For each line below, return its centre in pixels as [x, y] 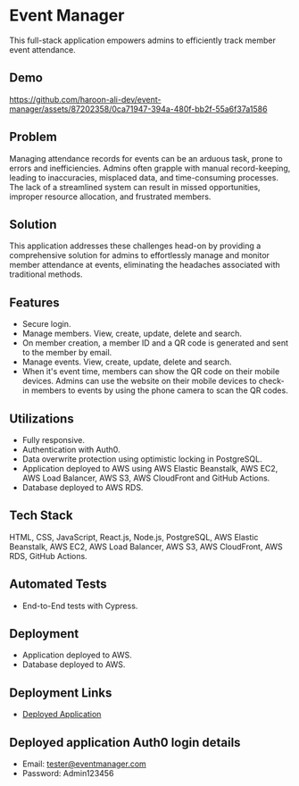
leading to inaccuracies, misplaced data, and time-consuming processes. [144, 177]
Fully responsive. [53, 440]
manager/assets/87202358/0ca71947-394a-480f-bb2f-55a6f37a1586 [138, 109]
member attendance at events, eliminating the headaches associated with [145, 265]
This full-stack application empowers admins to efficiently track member [143, 40]
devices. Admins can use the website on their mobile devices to [139, 381]
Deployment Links [61, 693]
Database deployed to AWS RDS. [83, 487]
